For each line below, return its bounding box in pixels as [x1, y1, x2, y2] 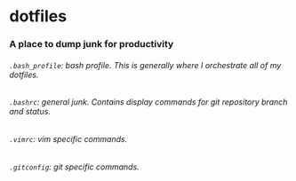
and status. [9, 106, 52, 117]
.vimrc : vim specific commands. [9, 133, 128, 144]
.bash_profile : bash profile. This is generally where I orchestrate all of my [9, 59, 282, 70]
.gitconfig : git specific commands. [9, 161, 140, 172]
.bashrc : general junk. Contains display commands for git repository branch [9, 97, 288, 107]
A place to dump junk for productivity [9, 38, 174, 51]
